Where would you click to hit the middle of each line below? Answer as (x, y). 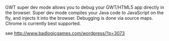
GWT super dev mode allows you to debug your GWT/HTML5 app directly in (85, 7)
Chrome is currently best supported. (43, 23)
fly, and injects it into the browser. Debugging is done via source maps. (79, 18)
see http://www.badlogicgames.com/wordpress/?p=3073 (65, 33)
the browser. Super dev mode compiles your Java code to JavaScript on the (85, 13)
